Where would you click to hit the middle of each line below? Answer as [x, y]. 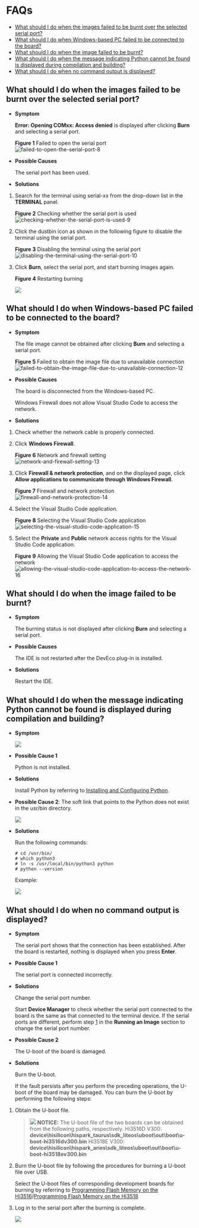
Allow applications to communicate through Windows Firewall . [94, 479]
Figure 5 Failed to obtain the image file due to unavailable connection [99, 362]
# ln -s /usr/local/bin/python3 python [64, 864]
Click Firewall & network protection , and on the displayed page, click [100, 473]
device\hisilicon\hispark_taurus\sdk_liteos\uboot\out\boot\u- [107, 1135]
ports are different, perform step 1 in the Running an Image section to [100, 1022]
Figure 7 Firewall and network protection [64, 491]
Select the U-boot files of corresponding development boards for [94, 1184]
